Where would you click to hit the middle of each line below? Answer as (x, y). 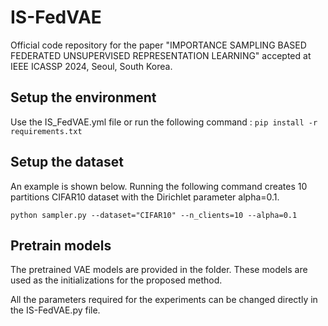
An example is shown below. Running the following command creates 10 (159, 186)
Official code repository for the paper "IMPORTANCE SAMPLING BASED (158, 45)
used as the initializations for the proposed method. (116, 280)
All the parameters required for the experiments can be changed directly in (164, 300)
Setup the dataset (67, 162)
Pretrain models (61, 245)
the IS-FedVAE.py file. (55, 310)
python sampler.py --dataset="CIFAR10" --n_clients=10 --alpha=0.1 (154, 215)
